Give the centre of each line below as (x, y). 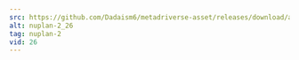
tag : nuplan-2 (36, 34)
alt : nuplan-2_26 (41, 26)
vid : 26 (24, 42)
